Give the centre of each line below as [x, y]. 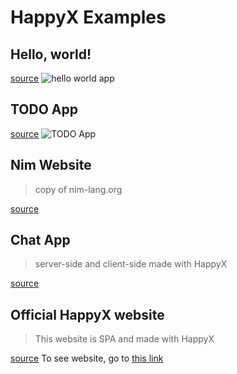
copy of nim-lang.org [78, 189]
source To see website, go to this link [87, 358]
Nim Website [51, 165]
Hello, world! [51, 54]
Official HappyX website [87, 314]
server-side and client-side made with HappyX [131, 264]
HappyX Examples [88, 17]
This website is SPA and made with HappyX [124, 339]
